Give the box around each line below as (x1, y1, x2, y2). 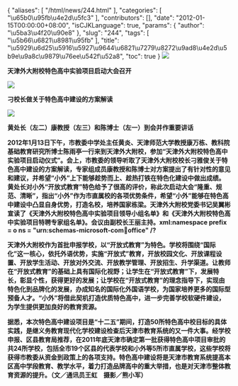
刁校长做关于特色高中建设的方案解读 (7, 95, 113, 103)
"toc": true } (125, 52, 161, 60)
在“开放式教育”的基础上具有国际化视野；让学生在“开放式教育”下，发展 (7, 267, 214, 276)
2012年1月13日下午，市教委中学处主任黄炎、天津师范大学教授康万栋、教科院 (7, 138, 230, 147)
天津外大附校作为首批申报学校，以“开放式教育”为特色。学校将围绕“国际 (7, 241, 216, 249)
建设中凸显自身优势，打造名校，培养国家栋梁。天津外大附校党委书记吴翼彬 (13, 200, 231, 208)
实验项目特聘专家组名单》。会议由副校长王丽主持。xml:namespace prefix (13, 218, 227, 226)
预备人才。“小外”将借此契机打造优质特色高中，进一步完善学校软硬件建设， (7, 294, 225, 302)
